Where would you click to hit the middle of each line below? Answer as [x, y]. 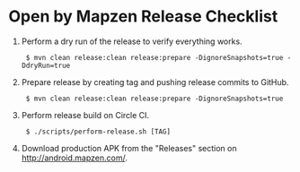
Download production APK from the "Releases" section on [129, 148]
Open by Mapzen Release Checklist [143, 17]
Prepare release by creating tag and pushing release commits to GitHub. [155, 82]
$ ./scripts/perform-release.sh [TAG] [98, 132]
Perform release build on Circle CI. [85, 115]
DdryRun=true [46, 65]
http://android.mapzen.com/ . [74, 158]
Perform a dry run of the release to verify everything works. [132, 41]
